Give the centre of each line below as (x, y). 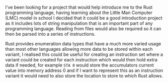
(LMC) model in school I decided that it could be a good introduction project (84, 18)
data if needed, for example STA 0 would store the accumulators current (80, 65)
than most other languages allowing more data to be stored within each (79, 49)
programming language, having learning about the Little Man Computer (79, 13)
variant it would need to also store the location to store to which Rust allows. (84, 76)
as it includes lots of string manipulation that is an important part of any (79, 23)
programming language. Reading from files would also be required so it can (83, 29)
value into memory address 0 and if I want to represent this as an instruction (84, 70)
